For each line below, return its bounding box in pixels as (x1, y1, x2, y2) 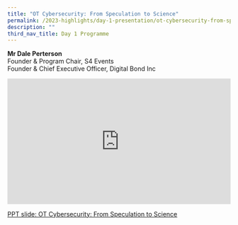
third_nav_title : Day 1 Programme (7, 30, 110, 37)
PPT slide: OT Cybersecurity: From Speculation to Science (7, 209, 178, 218)
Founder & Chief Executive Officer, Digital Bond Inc (7, 64, 156, 73)
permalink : (7, 17, 40, 24)
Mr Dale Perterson (7, 50, 62, 58)
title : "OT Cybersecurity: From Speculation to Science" (7, 10, 179, 18)
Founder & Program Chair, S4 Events (7, 57, 115, 66)
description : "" (7, 23, 55, 30)
